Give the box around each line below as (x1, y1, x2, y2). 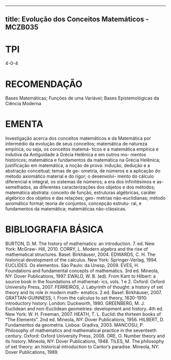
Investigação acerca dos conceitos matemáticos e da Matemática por (5, 135, 151, 141)
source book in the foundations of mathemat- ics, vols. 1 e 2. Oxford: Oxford (5, 279, 165, 285)
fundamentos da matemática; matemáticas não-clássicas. (5, 206, 127, 212)
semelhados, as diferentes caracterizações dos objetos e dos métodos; (5, 184, 155, 190)
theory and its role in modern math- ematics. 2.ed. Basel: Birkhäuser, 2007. (5, 290, 162, 296)
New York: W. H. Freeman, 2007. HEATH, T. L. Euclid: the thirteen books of (5, 311, 161, 317)
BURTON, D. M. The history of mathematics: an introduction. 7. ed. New (5, 241, 155, 247)
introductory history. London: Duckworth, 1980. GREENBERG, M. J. (5, 300, 145, 306)
